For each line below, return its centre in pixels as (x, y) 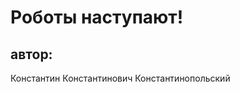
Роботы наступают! (97, 17)
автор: (31, 54)
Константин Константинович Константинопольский (120, 78)
